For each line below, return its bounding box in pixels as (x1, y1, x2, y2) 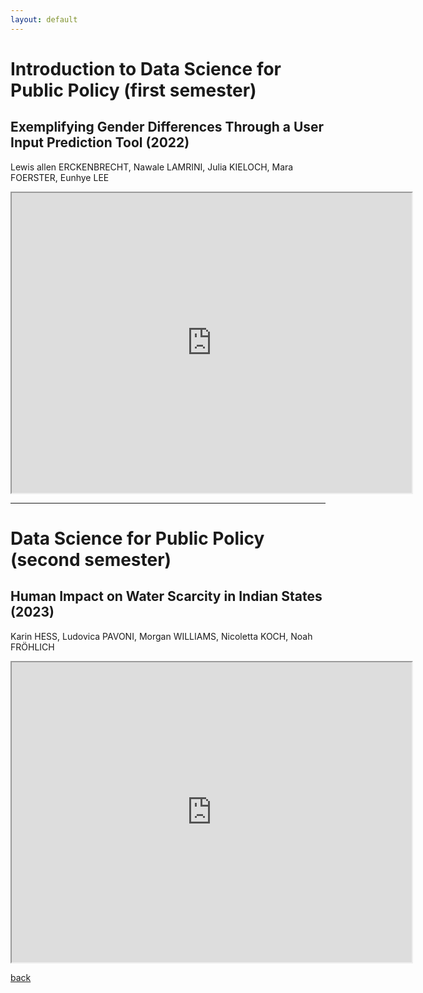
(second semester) (10, 548, 172, 571)
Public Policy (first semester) (10, 79, 257, 101)
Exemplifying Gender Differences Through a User (10, 119, 325, 136)
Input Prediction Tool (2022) (10, 134, 190, 151)
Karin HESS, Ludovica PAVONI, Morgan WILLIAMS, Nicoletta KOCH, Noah (10, 630, 313, 642)
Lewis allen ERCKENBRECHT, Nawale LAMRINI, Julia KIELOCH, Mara (10, 161, 294, 173)
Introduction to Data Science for (10, 57, 282, 80)
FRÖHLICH (10, 641, 55, 653)
